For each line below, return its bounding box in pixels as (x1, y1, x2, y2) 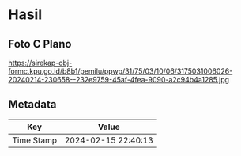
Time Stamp (12, 135, 58, 146)
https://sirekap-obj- (8, 58, 73, 67)
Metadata (8, 97, 57, 112)
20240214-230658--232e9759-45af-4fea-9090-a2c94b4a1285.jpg (8, 75, 230, 84)
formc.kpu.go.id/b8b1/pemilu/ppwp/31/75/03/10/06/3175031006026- (8, 67, 233, 76)
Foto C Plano (8, 37, 72, 51)
